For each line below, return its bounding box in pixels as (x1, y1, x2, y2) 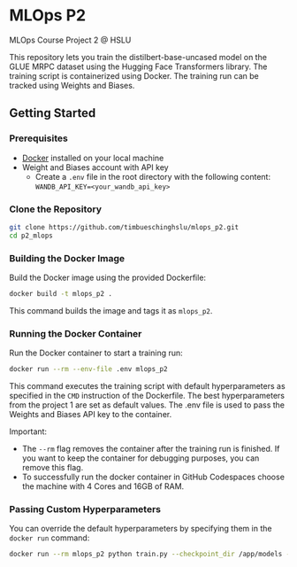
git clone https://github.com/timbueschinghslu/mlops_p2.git (9, 222, 240, 231)
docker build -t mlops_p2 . (9, 289, 113, 298)
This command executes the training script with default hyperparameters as (9, 381, 286, 392)
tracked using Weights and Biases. (9, 80, 135, 90)
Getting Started (9, 105, 96, 120)
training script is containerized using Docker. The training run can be (9, 70, 259, 81)
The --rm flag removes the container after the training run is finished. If (21, 444, 280, 454)
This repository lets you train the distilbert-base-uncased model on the (9, 51, 268, 62)
